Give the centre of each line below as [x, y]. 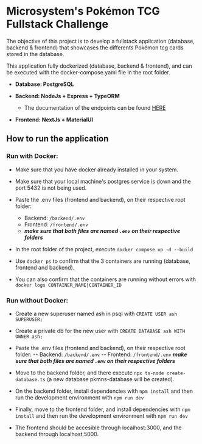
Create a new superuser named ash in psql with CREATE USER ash [96, 313]
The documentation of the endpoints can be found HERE [95, 107]
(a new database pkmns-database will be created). [110, 379]
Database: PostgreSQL [44, 84]
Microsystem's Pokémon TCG [83, 11]
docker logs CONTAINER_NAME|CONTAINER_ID [68, 285]
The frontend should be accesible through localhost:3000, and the [98, 428]
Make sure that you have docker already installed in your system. [96, 170]
